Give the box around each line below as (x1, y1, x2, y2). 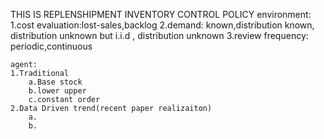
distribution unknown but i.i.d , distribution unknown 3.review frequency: (10, 30, 309, 41)
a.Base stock (28, 77, 83, 87)
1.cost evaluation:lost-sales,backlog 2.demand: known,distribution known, (10, 19, 315, 31)
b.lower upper (28, 86, 87, 96)
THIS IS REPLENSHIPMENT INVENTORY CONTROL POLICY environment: (10, 9, 312, 20)
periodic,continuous (10, 40, 93, 52)
